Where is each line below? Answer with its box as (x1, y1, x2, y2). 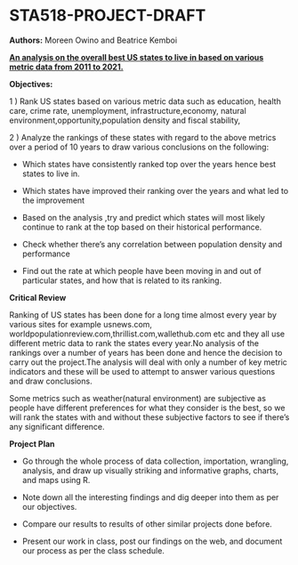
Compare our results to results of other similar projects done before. (21, 518, 273, 529)
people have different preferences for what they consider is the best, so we (9, 402, 286, 413)
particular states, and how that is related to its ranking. (21, 275, 222, 286)
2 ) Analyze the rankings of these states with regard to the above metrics (9, 132, 277, 142)
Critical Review (9, 292, 67, 303)
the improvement (21, 195, 85, 206)
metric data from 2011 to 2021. (9, 61, 124, 72)
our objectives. (21, 501, 77, 512)
